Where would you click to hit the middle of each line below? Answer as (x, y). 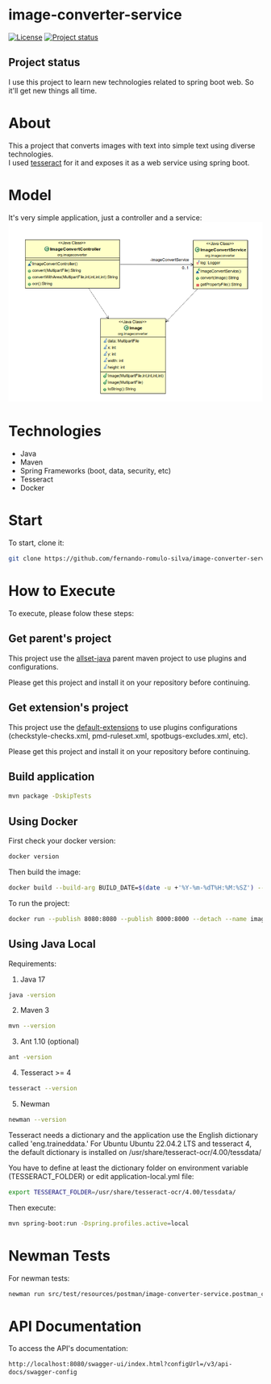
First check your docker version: (62, 841)
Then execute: (32, 1207)
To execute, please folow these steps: (71, 613)
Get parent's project (60, 639)
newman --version (38, 1120)
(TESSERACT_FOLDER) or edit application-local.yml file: (101, 1176)
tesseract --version (43, 1089)
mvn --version (32, 1026)
